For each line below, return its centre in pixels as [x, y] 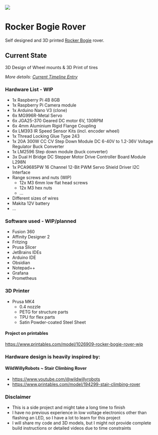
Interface [21, 172]
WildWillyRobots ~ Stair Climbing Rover [46, 368]
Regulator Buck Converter [38, 146]
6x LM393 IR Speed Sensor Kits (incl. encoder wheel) [66, 131]
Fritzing [20, 242]
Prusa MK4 [23, 301]
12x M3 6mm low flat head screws [53, 183]
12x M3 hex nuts [36, 188]
